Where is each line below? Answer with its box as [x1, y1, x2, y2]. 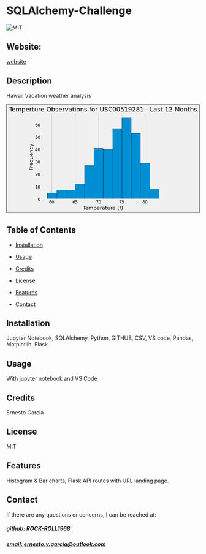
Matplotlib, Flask [6, 341, 48, 348]
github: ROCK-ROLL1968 [6, 525, 71, 533]
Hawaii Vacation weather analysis [6, 92, 91, 99]
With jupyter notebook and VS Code [6, 375, 97, 383]
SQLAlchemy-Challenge [6, 4, 132, 18]
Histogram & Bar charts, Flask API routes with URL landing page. [6, 477, 169, 484]
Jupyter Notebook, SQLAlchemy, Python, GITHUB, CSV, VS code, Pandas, [6, 334, 194, 342]
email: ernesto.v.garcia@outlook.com [6, 540, 106, 548]
